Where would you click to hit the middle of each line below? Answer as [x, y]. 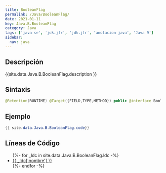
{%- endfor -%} [28, 166]
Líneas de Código [33, 144]
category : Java [21, 28]
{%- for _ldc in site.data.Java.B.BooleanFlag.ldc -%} [65, 155]
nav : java [20, 42]
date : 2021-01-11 [23, 19]
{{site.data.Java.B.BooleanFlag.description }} [51, 74]
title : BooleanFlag [25, 10]
